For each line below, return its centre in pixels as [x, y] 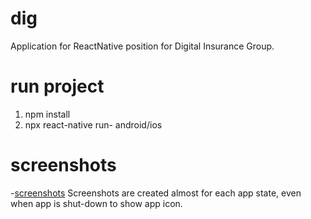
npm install [47, 114]
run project [57, 86]
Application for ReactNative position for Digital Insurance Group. [142, 46]
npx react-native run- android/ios [93, 124]
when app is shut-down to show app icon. [96, 203]
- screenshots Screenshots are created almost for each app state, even [156, 193]
